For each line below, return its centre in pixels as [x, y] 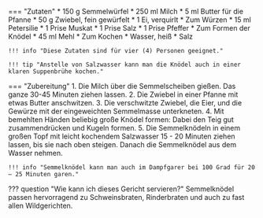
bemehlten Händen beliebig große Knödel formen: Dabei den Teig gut [121, 120]
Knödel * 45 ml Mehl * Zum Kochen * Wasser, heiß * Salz [101, 36]
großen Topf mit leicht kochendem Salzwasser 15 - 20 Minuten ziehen [122, 136]
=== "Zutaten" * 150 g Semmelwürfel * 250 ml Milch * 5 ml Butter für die [126, 11]
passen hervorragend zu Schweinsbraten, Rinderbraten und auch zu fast [126, 197]
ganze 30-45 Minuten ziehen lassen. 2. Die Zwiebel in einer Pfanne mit [123, 94]
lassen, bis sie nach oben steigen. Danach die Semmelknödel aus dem [122, 144]
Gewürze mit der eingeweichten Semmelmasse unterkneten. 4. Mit [116, 111]
